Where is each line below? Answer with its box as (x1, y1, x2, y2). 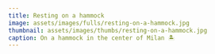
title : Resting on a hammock (8, 11, 105, 20)
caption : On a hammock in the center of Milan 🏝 (8, 33, 175, 42)
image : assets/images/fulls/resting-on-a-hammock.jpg (8, 19, 190, 27)
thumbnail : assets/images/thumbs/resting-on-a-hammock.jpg (8, 26, 208, 34)
